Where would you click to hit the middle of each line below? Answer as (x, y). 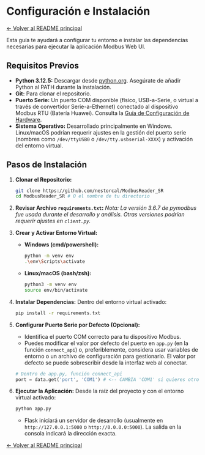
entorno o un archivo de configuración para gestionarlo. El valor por (110, 356)
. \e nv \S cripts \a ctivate (55, 262)
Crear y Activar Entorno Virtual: (56, 233)
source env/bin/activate (56, 290)
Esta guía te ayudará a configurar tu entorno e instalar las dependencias (97, 40)
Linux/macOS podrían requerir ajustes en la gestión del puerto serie (101, 132)
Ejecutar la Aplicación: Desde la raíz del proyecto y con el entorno (99, 391)
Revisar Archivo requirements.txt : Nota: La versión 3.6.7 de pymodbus (106, 208)
